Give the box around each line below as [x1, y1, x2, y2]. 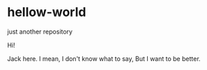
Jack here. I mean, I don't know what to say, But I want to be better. [7, 54, 201, 63]
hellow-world [7, 4, 86, 20]
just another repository [7, 27, 73, 36]
